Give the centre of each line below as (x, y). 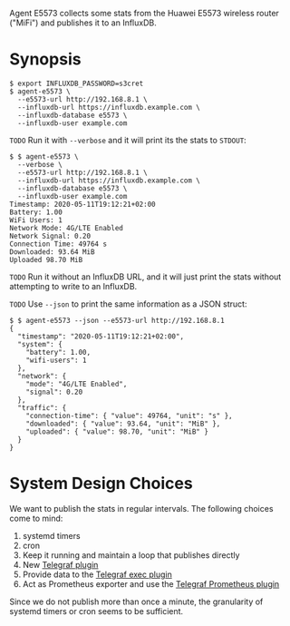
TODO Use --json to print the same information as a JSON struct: (128, 304)
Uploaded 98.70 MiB (46, 259)
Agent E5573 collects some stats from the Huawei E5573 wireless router (144, 13)
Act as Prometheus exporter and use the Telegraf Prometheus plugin (151, 583)
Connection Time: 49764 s (58, 244)
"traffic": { (42, 407)
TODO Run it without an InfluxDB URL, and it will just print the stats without (145, 277)
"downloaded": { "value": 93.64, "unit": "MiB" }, (123, 424)
